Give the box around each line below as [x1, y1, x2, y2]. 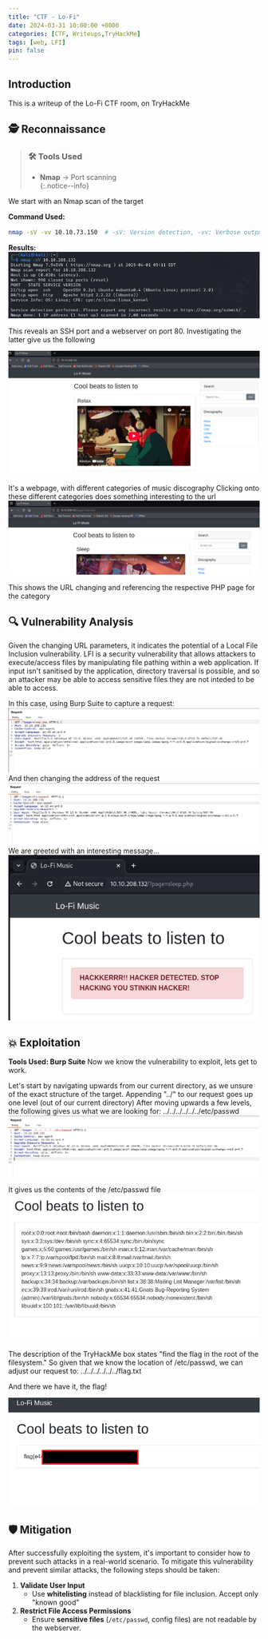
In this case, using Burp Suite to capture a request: [8, 698, 175, 708]
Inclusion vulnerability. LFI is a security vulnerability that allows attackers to [8, 648, 256, 659]
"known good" [31, 1597, 80, 1607]
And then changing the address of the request [8, 773, 160, 783]
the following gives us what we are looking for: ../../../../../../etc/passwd [8, 1107, 239, 1116]
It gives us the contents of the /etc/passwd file [8, 1184, 161, 1194]
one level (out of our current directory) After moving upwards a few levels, [8, 1098, 253, 1107]
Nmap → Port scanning [39, 172, 117, 181]
